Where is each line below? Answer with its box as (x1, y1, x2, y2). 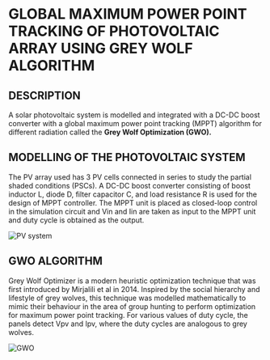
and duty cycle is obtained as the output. (8, 215, 145, 225)
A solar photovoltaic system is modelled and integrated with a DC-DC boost (8, 110, 260, 120)
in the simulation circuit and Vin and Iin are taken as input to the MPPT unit (8, 206, 256, 216)
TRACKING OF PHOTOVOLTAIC (8, 22, 220, 40)
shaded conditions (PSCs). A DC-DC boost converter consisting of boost (8, 180, 251, 190)
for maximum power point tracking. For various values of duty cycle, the (8, 310, 248, 320)
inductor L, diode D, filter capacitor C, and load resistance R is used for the (8, 189, 257, 199)
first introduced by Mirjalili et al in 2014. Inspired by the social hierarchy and (8, 284, 260, 294)
